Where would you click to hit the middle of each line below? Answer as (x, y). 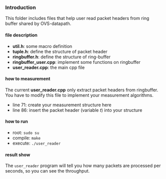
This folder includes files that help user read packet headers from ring (77, 18)
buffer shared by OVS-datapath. (38, 23)
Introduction (20, 7)
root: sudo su (26, 132)
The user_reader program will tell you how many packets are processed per (83, 166)
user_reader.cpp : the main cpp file (48, 67)
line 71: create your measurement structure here (62, 105)
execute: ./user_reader (36, 143)
